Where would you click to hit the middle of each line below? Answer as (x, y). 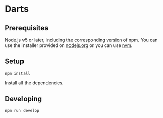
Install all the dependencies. (34, 83)
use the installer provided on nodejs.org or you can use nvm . (69, 45)
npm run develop (22, 110)
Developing (23, 99)
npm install (17, 73)
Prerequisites (27, 28)
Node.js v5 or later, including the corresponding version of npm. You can (81, 40)
